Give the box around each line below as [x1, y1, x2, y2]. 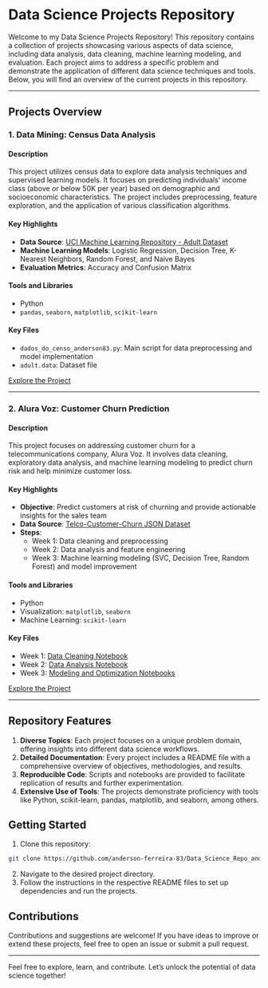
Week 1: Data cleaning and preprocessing [31, 536, 169, 546]
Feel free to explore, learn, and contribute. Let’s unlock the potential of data [8, 962, 256, 972]
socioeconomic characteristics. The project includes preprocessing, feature [8, 192, 258, 202]
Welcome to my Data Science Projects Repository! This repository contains [8, 32, 255, 42]
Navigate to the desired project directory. [19, 870, 156, 879]
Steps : [19, 528, 42, 538]
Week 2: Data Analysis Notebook [19, 659, 128, 669]
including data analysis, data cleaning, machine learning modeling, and [8, 49, 242, 58]
